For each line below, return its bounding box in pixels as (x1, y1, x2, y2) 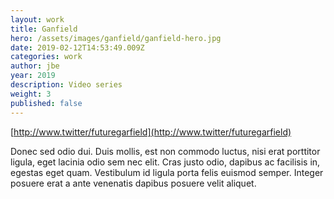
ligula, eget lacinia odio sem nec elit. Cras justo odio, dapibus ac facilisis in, (10, 156, 321, 168)
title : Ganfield (10, 24, 78, 34)
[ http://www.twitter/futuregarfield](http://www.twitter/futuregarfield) (10, 126, 292, 138)
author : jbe (10, 61, 60, 71)
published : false (10, 98, 83, 108)
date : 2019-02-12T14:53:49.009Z (10, 42, 145, 53)
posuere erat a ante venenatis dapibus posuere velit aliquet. (10, 177, 257, 189)
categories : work (10, 52, 83, 62)
